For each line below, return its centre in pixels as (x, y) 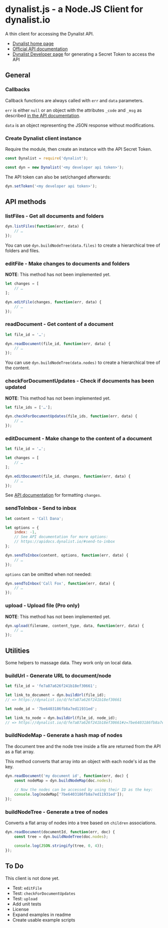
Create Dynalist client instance (43, 138)
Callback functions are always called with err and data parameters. (74, 100)
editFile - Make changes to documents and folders (67, 263)
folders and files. (22, 250)
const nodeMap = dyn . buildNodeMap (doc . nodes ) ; (63, 781)
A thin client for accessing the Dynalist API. (49, 34)
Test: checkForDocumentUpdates (44, 893)
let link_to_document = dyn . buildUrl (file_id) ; (56, 695)
